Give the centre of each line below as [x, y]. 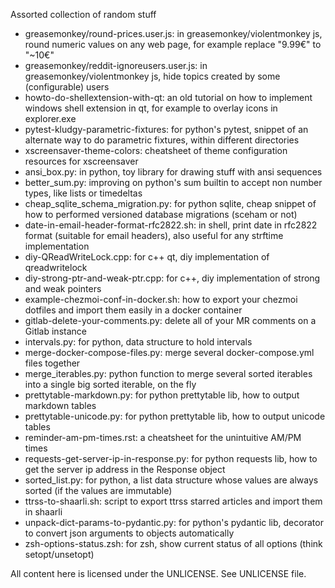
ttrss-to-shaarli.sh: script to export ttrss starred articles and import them [173, 501]
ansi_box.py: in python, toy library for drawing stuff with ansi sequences [173, 172]
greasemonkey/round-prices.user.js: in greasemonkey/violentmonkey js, [173, 33]
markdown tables [60, 405]
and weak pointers [63, 288]
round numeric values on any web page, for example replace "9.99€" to [173, 44]
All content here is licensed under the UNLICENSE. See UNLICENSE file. [158, 573]
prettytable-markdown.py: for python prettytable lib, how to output [162, 395]
